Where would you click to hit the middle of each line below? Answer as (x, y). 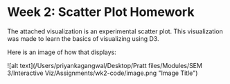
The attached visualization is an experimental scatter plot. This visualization (115, 31)
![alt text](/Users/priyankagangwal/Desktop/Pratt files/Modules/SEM (105, 65)
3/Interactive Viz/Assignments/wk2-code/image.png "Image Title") (103, 73)
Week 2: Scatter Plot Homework (101, 12)
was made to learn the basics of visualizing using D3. (83, 38)
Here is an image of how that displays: (62, 52)
